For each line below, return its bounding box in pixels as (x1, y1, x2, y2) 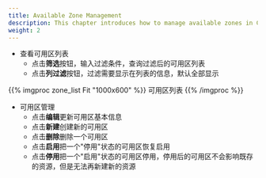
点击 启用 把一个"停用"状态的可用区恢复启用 (31, 142, 170, 151)
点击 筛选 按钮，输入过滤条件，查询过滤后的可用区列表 (31, 59, 206, 68)
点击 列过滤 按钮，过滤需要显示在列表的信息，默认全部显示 (31, 69, 219, 78)
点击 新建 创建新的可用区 (31, 122, 108, 131)
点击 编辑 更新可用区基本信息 (31, 112, 123, 122)
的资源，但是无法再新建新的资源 (31, 161, 136, 171)
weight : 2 (8, 26, 41, 34)
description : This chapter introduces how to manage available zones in (8, 19, 253, 27)
